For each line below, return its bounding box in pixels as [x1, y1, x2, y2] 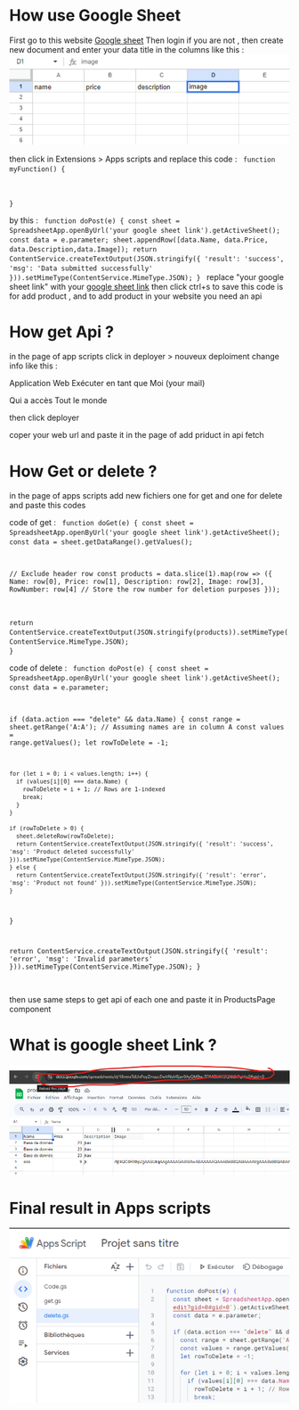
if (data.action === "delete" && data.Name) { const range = [9, 715, 241, 724]
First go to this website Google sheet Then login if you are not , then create [9, 35, 284, 45]
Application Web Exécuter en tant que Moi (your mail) [9, 378, 206, 389]
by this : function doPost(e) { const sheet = [9, 215, 181, 226]
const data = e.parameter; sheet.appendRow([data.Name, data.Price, [9, 235, 269, 244]
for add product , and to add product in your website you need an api [9, 291, 263, 301]
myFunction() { [9, 164, 66, 174]
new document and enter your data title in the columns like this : [9, 44, 245, 54]
